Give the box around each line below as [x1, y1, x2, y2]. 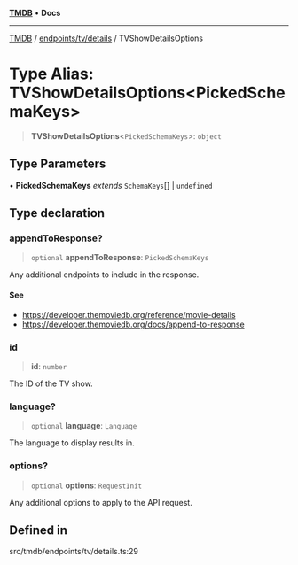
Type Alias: [9, 64, 95, 84]
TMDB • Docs [9, 8, 61, 18]
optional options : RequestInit [30, 480, 143, 491]
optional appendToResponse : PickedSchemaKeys [30, 252, 209, 263]
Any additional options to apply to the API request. [9, 497, 192, 507]
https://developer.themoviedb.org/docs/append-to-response [21, 319, 246, 329]
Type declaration [9, 205, 105, 221]
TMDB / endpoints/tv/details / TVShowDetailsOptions [9, 33, 204, 43]
